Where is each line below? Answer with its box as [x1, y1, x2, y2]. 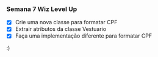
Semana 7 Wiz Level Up [6, 5, 77, 13]
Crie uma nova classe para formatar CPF [15, 19, 118, 26]
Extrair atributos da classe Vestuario [15, 25, 107, 33]
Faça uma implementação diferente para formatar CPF [15, 32, 153, 39]
